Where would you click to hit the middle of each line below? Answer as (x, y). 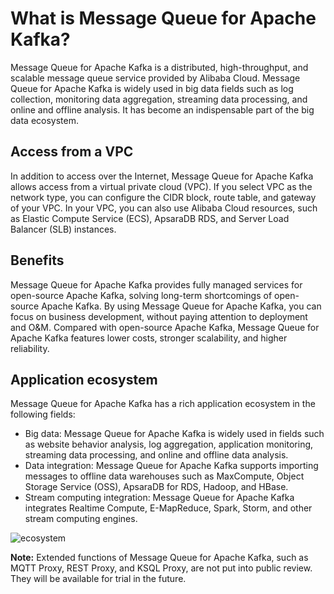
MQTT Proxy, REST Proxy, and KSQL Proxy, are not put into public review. (161, 568)
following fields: (43, 414)
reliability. (30, 348)
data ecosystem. (44, 120)
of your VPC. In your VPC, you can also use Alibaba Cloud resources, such (164, 208)
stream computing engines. (81, 519)
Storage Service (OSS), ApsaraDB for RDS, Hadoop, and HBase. (156, 487)
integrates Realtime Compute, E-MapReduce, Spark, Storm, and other (168, 508)
